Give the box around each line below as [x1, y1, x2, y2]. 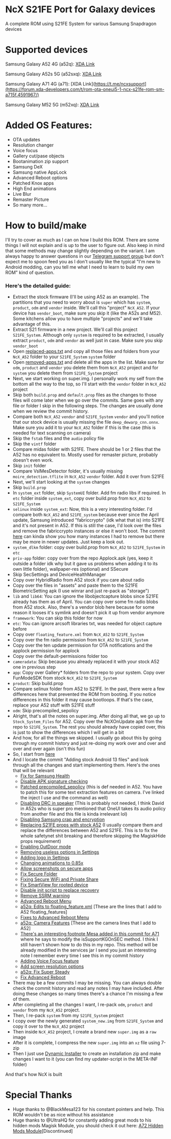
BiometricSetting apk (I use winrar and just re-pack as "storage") [12, 588, 150, 594]
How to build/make [5, 220, 87, 231]
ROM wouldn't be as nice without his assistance [12, 1111, 114, 1117]
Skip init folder [12, 463, 46, 469]
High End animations [12, 185, 57, 192]
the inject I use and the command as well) [20, 795, 108, 801]
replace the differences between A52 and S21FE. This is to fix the [20, 827, 158, 834]
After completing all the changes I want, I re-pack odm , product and [12, 1002, 153, 1008]
